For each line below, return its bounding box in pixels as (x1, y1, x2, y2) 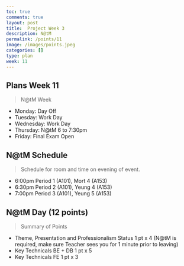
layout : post (6, 20, 38, 26)
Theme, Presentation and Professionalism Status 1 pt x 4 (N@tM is (14, 234, 176, 241)
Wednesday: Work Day (14, 120, 71, 128)
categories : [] (6, 47, 44, 53)
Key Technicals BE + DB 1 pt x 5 (14, 247, 92, 254)
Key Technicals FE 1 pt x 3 (14, 253, 79, 260)
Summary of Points (20, 223, 68, 230)
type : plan (6, 53, 33, 59)
